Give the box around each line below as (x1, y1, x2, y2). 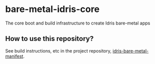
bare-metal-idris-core (5, 3, 100, 15)
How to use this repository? (5, 34, 94, 43)
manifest (5, 53, 24, 59)
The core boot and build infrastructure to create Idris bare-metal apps (5, 20, 150, 26)
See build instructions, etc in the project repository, (5, 47, 112, 53)
